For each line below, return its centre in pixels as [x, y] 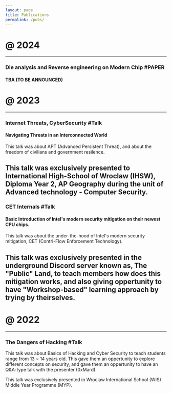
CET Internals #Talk [30, 207]
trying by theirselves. [40, 298]
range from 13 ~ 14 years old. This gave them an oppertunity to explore [80, 359]
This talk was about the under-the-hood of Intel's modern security [75, 236]
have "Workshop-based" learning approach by [82, 289]
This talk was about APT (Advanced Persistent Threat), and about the [79, 146]
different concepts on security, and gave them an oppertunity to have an [82, 364]
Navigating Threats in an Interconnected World [56, 135]
